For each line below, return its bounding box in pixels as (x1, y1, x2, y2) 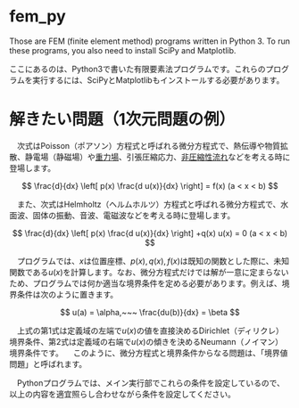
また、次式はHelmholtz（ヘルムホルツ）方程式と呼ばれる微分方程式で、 (16, 199, 281, 209)
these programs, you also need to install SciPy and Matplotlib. (9, 45, 237, 55)
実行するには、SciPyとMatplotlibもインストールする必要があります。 (32, 74, 285, 86)
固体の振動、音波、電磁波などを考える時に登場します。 (32, 209, 236, 220)
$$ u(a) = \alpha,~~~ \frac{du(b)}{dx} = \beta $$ (59, 306, 241, 317)
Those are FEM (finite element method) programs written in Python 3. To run (9, 36, 291, 46)
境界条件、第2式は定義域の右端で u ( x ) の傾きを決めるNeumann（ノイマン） (9, 336, 284, 347)
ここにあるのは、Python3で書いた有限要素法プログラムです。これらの (9, 63, 266, 74)
